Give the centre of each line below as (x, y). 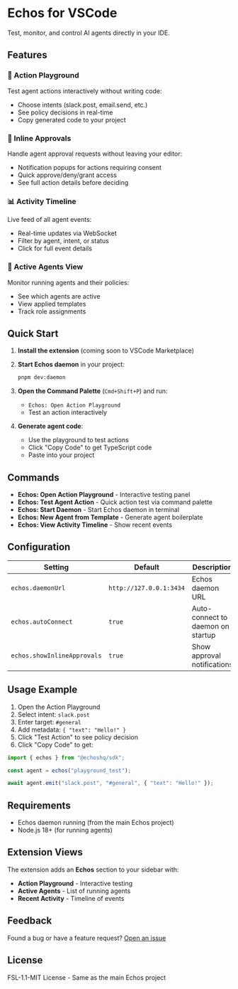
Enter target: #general (49, 722)
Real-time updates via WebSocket (67, 233)
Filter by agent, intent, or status (63, 241)
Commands (34, 477)
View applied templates (52, 304)
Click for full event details (55, 248)
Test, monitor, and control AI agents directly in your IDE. (89, 33)
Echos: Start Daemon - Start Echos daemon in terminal (98, 510)
